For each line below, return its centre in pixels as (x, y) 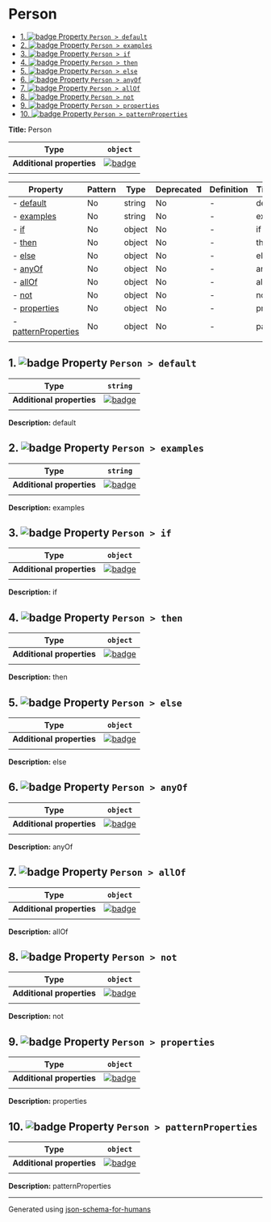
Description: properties (48, 1101)
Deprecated (179, 189)
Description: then (38, 677)
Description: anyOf (41, 847)
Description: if (33, 592)
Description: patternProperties (60, 1186)
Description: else (38, 762)
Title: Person (30, 129)
